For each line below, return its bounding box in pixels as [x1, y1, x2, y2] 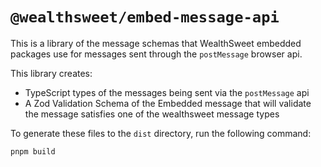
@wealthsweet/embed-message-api [10, 8, 280, 27]
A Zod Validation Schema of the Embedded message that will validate [24, 97, 312, 109]
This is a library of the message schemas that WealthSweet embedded [10, 37, 302, 49]
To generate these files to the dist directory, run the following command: [10, 127, 312, 139]
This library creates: [10, 67, 93, 79]
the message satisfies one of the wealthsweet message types [24, 108, 280, 120]
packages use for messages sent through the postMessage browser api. [10, 48, 303, 60]
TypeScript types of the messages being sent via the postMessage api [24, 86, 310, 98]
